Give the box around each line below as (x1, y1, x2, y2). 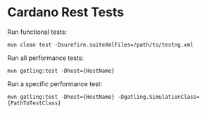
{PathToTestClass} (7, 100, 61, 107)
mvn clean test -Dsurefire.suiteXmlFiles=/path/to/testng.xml (7, 41, 194, 48)
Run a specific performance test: (7, 79, 103, 88)
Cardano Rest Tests (7, 4, 125, 20)
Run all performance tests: (7, 54, 84, 62)
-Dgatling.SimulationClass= (117, 93, 200, 100)
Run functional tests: (7, 28, 67, 36)
